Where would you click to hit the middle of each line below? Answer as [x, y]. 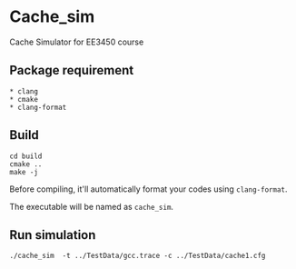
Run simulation [53, 235]
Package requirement [72, 70]
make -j [24, 172]
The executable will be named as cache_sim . [92, 206]
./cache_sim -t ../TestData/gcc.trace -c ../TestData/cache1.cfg [138, 256]
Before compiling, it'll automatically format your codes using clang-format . [148, 189]
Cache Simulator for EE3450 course [77, 42]
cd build [26, 156]
